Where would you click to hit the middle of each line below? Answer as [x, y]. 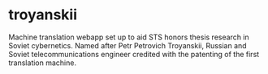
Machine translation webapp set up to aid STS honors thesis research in [129, 37]
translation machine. [43, 63]
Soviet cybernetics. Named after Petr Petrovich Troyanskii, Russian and [128, 45]
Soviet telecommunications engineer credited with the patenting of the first [134, 54]
